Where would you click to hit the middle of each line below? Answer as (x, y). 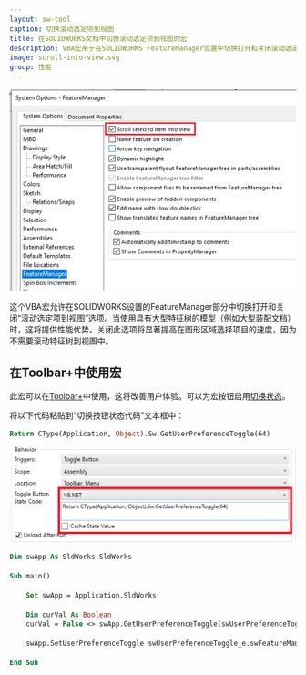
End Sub (24, 662)
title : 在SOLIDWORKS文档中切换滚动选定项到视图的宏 (98, 38)
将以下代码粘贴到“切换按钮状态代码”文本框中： (97, 415)
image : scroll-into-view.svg (65, 58)
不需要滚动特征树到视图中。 (61, 341)
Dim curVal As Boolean (69, 615)
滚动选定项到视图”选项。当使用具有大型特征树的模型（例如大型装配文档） (158, 318)
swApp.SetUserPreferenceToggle (85, 644)
